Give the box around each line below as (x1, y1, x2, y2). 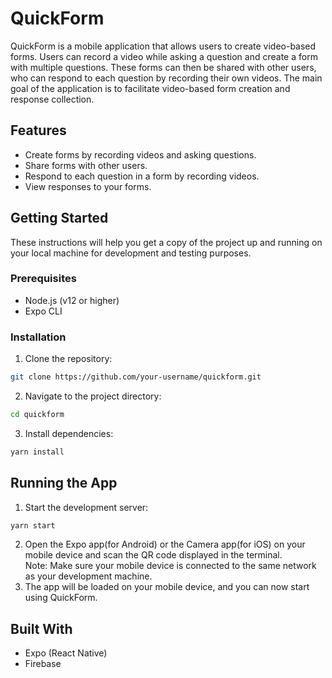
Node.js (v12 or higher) (24, 294, 120, 306)
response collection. (10, 93, 95, 105)
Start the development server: (24, 501, 149, 513)
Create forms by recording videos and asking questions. (24, 148, 257, 161)
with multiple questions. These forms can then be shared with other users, (10, 61, 317, 73)
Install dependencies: (24, 427, 114, 439)
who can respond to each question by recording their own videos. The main (10, 72, 323, 84)
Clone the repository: (24, 353, 113, 365)
